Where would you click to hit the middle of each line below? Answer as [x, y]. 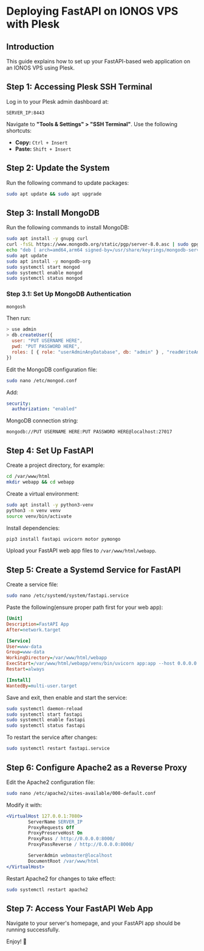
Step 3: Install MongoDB [53, 212]
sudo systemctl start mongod [43, 267]
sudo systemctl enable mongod [45, 272]
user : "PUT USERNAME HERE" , [47, 341]
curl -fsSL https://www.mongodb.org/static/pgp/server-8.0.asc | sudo [97, 244]
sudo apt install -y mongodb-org [49, 261]
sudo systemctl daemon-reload [45, 708]
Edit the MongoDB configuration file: [52, 369]
